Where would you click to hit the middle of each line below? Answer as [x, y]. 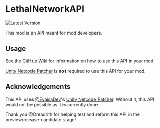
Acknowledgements [38, 87]
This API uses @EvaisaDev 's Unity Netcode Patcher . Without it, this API [80, 99]
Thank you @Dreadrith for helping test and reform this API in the [72, 114]
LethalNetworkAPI [45, 9]
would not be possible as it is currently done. [52, 104]
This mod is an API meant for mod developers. [54, 33]
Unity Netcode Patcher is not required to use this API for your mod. [75, 71]
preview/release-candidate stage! [41, 119]
